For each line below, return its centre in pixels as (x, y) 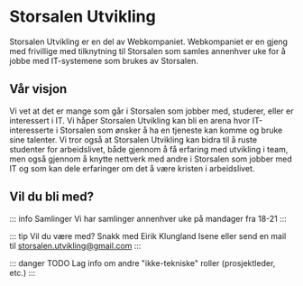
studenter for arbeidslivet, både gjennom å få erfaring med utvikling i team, (149, 149)
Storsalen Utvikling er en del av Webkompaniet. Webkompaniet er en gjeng (149, 42)
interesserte (32, 130)
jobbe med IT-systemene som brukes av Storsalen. (104, 60)
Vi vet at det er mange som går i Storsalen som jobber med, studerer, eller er (151, 111)
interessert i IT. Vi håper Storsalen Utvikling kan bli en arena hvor (130, 120)
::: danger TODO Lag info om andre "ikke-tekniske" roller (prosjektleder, (142, 263)
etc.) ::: (23, 272)
